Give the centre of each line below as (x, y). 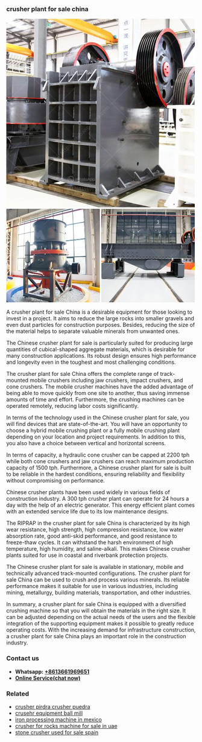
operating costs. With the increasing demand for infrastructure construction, (101, 630)
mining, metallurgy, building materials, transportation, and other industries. (99, 592)
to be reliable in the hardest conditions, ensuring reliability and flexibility (96, 474)
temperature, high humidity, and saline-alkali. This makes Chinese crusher (99, 549)
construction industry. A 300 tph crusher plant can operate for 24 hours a (98, 499)
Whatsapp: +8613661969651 (52, 671)
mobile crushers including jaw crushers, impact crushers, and (106, 380)
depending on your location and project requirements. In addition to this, (96, 437)
